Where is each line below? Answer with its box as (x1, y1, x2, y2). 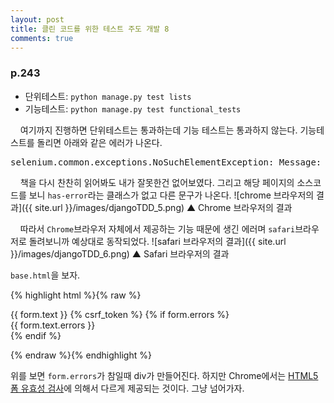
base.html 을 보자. (10, 269, 81, 281)
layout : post (10, 14, 65, 25)
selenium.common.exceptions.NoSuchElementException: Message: (10, 156, 322, 168)
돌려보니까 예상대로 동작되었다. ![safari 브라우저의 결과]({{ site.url (28, 235, 287, 247)
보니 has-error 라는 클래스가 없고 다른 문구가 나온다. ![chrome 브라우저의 (28, 189, 315, 201)
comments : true (10, 33, 74, 43)
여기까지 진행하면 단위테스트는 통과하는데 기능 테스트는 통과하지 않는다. (19, 124, 298, 136)
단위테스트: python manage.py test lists (24, 90, 192, 102)
